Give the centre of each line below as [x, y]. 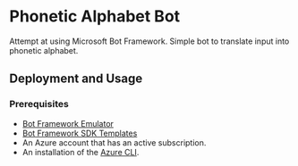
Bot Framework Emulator [68, 123]
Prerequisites [39, 104]
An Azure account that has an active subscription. [114, 142]
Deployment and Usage [76, 79]
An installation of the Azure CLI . [81, 152]
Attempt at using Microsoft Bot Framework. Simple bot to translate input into [149, 41]
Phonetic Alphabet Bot [95, 17]
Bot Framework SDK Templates [80, 133]
